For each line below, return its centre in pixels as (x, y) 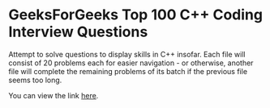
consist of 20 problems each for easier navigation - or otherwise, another (131, 63)
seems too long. (35, 80)
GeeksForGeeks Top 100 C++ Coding (136, 15)
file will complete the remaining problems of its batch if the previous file (128, 71)
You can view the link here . (54, 95)
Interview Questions (78, 32)
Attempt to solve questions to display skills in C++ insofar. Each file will (127, 54)
